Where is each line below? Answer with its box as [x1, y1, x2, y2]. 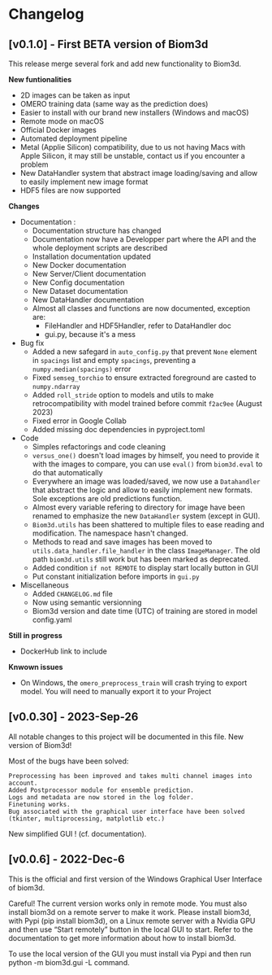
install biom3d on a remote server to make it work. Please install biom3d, [8, 907, 252, 916]
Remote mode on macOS [19, 116, 104, 126]
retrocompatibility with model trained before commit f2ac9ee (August [32, 399, 262, 408]
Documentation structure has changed [32, 225, 162, 235]
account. [8, 779, 38, 787]
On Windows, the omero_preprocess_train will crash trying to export [19, 678, 248, 688]
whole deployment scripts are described [32, 243, 168, 252]
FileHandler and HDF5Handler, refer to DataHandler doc [44, 321, 231, 330]
